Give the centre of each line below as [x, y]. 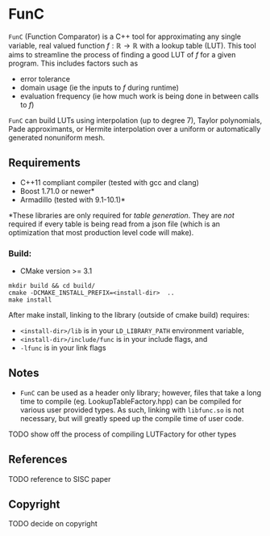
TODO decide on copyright [53, 524]
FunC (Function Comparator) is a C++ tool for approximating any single [125, 36]
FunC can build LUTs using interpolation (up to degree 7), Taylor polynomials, [135, 120]
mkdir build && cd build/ [52, 286]
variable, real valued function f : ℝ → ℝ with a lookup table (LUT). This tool [132, 45]
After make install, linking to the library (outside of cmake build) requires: [129, 315]
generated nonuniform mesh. [57, 137]
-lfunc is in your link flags [63, 348]
